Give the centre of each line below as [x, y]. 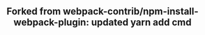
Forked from [33, 12]
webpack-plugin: [52, 23]
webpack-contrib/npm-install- [131, 12]
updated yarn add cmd [141, 23]
